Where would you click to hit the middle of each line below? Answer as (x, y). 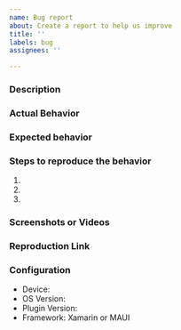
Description (35, 90)
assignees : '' (35, 51)
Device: (36, 289)
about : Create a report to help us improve (91, 26)
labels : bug (31, 42)
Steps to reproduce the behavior (80, 161)
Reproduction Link (50, 246)
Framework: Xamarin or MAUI (76, 318)
